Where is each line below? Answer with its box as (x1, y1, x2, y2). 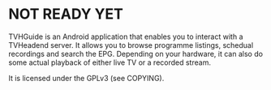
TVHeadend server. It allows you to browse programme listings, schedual (8, 40, 254, 49)
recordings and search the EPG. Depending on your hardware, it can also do (8, 49, 264, 58)
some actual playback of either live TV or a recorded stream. (8, 58, 211, 67)
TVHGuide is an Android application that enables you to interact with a (8, 32, 243, 41)
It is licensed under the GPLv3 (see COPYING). (8, 73, 165, 83)
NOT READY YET (8, 5, 123, 24)
